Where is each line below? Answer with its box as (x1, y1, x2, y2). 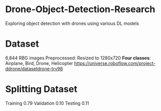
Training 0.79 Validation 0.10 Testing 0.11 (5, 100, 89, 106)
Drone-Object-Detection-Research (5, 4, 155, 15)
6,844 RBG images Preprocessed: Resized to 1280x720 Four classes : (5, 55, 151, 61)
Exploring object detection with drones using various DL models (5, 20, 139, 26)
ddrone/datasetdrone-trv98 (5, 65, 63, 71)
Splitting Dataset (5, 84, 78, 95)
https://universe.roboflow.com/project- (74, 60, 156, 66)
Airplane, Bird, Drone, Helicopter (5, 60, 74, 66)
